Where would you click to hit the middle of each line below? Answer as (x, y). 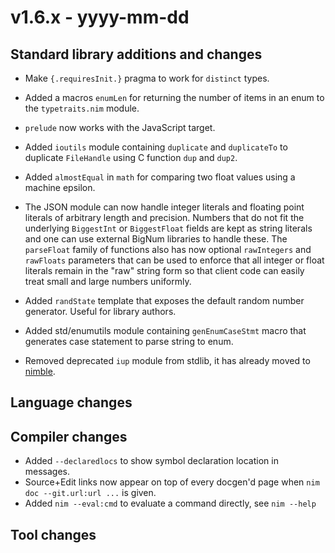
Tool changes (53, 534)
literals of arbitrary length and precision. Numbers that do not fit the (164, 217)
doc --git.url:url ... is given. (90, 493)
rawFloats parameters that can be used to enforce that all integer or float (174, 260)
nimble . (40, 371)
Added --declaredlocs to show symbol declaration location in (151, 461)
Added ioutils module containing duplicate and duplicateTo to (156, 147)
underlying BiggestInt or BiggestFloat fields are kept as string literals (168, 228)
